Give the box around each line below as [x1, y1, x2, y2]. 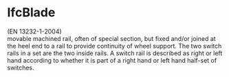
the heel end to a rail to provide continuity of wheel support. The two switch [7, 42, 222, 50]
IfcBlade [7, 5, 56, 20]
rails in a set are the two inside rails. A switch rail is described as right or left [7, 49, 223, 57]
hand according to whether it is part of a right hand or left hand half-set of [7, 56, 217, 64]
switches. [7, 63, 34, 72]
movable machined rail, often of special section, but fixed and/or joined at [7, 34, 216, 42]
